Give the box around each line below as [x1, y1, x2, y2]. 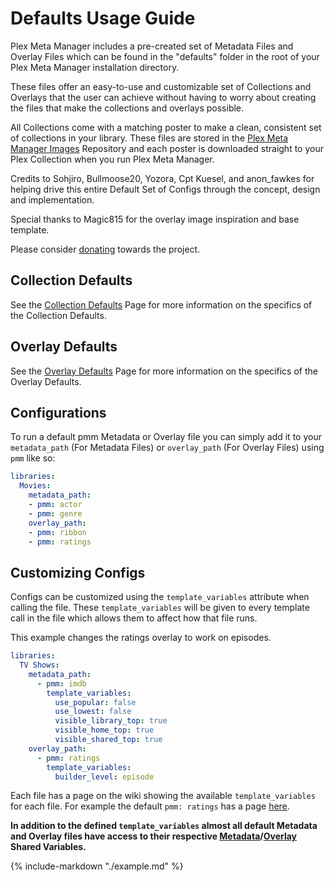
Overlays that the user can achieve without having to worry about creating [10, 91, 317, 103]
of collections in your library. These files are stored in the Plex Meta [10, 132, 289, 144]
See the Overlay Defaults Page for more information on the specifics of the [10, 365, 318, 377]
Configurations [10, 404, 107, 421]
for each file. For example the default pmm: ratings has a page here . [10, 800, 290, 812]
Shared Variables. [10, 841, 87, 853]
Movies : [19, 481, 52, 491]
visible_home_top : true [54, 725, 155, 736]
